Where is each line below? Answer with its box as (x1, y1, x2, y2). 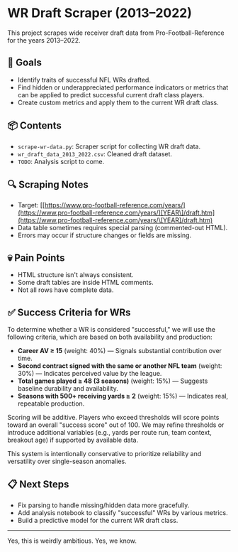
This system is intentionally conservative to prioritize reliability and (7, 450, 202, 458)
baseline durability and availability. (17, 384, 118, 392)
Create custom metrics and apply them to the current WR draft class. (17, 98, 219, 107)
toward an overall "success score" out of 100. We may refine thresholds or (7, 421, 225, 429)
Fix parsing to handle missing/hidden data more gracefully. (17, 501, 190, 509)
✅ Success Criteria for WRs (7, 306, 131, 318)
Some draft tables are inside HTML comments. (17, 278, 154, 287)
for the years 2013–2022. (7, 36, 81, 44)
